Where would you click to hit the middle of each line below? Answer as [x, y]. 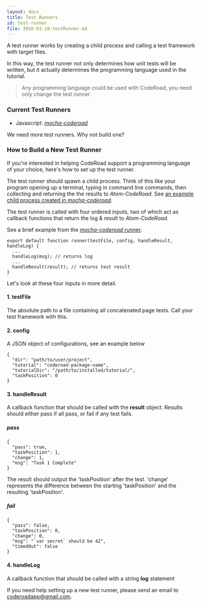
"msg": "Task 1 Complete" [45, 463]
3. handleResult [27, 394]
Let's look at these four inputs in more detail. [62, 283]
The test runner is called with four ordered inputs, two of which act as [93, 212]
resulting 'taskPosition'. [36, 492]
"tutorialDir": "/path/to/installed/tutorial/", [74, 370]
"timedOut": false [35, 547]
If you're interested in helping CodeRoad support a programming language [99, 163]
